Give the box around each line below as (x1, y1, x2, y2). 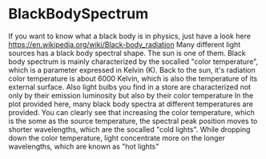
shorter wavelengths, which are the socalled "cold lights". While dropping (8, 125, 251, 134)
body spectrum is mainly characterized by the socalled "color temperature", (8, 57, 259, 66)
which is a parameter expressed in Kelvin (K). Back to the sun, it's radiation (8, 65, 256, 74)
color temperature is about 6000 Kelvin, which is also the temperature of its (8, 74, 258, 83)
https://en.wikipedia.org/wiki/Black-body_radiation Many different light (8, 39, 241, 49)
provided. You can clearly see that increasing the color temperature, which (8, 107, 255, 117)
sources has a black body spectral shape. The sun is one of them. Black (8, 48, 246, 58)
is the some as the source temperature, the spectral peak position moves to (8, 116, 258, 125)
